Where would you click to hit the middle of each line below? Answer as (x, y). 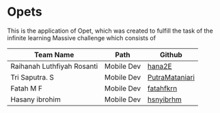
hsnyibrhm (165, 99)
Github (171, 54)
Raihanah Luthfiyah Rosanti (54, 66)
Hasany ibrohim (36, 99)
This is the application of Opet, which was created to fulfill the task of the (110, 31)
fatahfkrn (162, 88)
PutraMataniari (171, 77)
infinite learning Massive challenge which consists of (81, 37)
